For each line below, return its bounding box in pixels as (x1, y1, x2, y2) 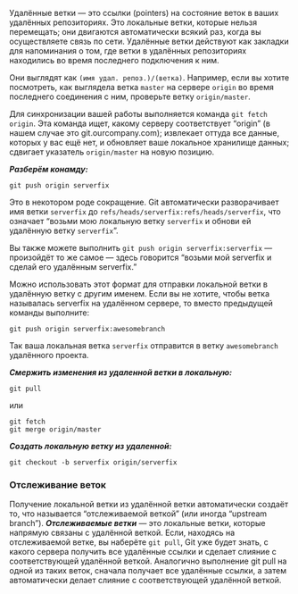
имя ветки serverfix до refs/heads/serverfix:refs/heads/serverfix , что (9, 206, 281, 217)
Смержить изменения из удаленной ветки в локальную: (9, 367, 233, 378)
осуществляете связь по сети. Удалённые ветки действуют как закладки (9, 36, 289, 46)
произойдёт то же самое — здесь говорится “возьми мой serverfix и (9, 252, 272, 263)
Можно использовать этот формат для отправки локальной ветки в (9, 279, 268, 289)
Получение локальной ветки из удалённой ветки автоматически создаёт (9, 499, 288, 510)
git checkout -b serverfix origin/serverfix (9, 458, 178, 467)
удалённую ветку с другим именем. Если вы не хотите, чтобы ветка (9, 289, 270, 298)
